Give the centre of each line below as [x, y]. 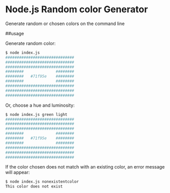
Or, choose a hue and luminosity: [40, 105]
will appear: [18, 173]
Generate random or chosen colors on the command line [65, 23]
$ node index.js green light [36, 114]
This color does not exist [34, 187]
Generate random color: [30, 43]
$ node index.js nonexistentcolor [42, 182]
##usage [15, 33]
